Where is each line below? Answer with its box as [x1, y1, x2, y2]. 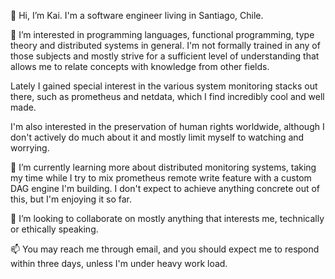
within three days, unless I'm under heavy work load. [10, 258, 228, 269]
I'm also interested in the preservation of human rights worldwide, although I [10, 121, 325, 132]
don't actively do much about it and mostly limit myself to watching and [10, 131, 305, 143]
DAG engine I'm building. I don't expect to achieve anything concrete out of [10, 183, 321, 194]
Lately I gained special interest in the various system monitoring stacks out [10, 80, 318, 92]
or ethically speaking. [10, 223, 99, 235]
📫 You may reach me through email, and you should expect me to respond [10, 243, 320, 255]
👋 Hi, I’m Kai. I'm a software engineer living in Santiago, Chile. [10, 10, 264, 21]
